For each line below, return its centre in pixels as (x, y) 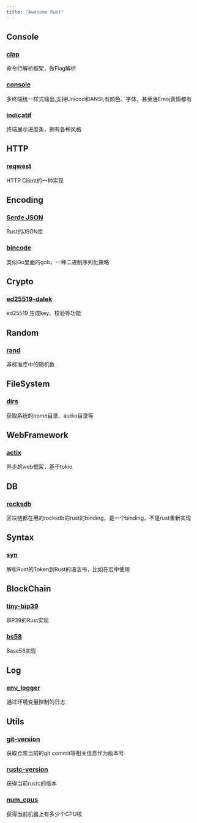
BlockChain (29, 589)
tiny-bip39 (22, 606)
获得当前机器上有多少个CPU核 (44, 814)
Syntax (20, 538)
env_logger (24, 688)
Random (23, 332)
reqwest (19, 166)
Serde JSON (25, 217)
